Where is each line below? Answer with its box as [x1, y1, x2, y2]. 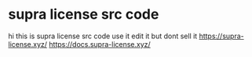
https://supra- [199, 31, 245, 41]
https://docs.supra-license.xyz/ [49, 39, 151, 48]
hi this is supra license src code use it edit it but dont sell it [8, 31, 198, 41]
